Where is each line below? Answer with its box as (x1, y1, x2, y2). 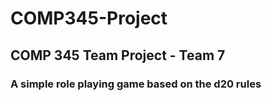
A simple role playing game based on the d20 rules (10, 77, 262, 91)
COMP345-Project (10, 7, 168, 30)
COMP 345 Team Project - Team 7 (10, 47, 226, 64)
